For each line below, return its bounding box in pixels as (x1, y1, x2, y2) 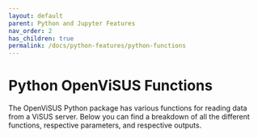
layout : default (8, 11, 63, 20)
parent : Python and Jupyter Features (8, 19, 136, 27)
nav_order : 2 (8, 27, 53, 35)
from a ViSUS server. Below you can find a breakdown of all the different (8, 112, 251, 122)
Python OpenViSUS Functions (8, 77, 213, 95)
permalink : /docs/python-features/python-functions (8, 42, 186, 50)
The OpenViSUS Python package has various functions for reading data (8, 103, 247, 113)
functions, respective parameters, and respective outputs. (8, 120, 202, 130)
